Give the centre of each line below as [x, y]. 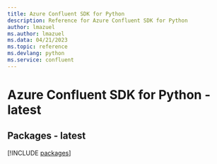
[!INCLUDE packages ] [39, 153]
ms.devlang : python [36, 54]
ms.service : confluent [41, 60]
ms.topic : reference [38, 47]
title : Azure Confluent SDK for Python [66, 14]
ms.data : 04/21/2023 [38, 40]
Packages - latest [47, 136]
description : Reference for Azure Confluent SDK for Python [98, 20]
